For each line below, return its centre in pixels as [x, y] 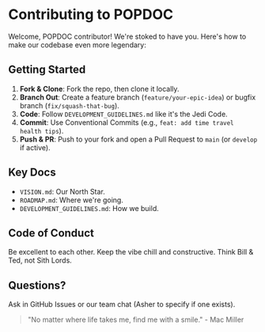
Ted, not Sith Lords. [40, 260]
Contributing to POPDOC [91, 15]
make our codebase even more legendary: [77, 44]
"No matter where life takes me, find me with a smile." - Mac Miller [136, 320]
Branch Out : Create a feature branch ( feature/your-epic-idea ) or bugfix [138, 97]
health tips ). [42, 130]
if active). [35, 147]
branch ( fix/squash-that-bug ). [70, 105]
